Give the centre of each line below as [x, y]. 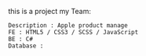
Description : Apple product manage [68, 26]
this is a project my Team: [50, 11]
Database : [26, 46]
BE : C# [21, 39]
